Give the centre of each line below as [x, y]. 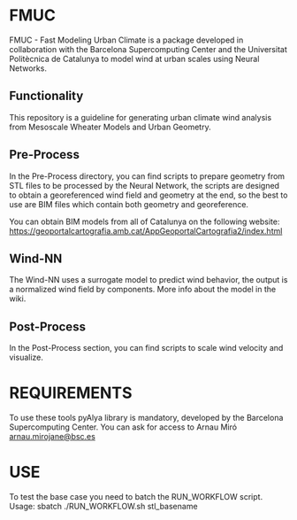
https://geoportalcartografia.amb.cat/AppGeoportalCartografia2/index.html [146, 230]
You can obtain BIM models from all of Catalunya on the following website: [145, 221]
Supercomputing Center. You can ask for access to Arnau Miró [123, 427]
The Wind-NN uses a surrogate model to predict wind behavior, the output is [148, 280]
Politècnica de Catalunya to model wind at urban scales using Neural [134, 58]
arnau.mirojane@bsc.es [52, 437]
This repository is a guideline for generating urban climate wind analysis [141, 117]
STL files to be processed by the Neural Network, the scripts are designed [145, 185]
